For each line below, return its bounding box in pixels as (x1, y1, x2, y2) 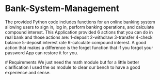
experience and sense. (5, 69, 51, 75)
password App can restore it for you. (5, 49, 79, 56)
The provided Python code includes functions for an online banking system (5, 19, 155, 25)
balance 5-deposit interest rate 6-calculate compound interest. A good (5, 39, 146, 45)
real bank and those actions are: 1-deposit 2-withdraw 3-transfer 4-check (5, 34, 153, 40)
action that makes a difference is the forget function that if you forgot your (5, 45, 154, 50)
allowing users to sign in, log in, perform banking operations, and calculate (5, 24, 154, 30)
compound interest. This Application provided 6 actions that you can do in (5, 29, 153, 35)
